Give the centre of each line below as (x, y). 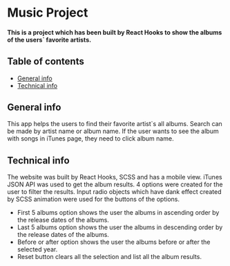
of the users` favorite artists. (49, 39)
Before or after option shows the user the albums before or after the (114, 242)
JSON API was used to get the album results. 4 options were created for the (115, 184)
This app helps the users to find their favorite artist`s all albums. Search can (115, 124)
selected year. (37, 249)
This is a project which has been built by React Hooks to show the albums (115, 32)
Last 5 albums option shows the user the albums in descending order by (120, 227)
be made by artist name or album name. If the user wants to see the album (113, 131)
